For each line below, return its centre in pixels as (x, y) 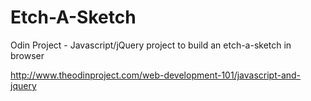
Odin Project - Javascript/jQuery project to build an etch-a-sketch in (151, 45)
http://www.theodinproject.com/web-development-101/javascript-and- (156, 75)
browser (27, 55)
